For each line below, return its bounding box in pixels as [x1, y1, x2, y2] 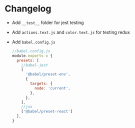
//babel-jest [21, 62, 48, 67]
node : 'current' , [34, 85, 70, 90]
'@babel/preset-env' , [25, 72, 70, 77]
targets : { [30, 81, 53, 86]
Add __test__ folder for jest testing [11, 19, 84, 25]
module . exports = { [11, 53, 53, 58]
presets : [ [16, 58, 39, 63]
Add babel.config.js [11, 38, 55, 45]
